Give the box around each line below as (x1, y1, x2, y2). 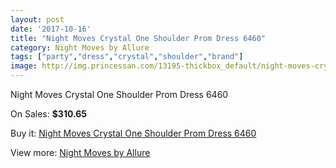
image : (10, 61, 38, 71)
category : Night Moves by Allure (10, 42, 150, 53)
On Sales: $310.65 (10, 108, 88, 120)
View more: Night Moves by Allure (10, 147, 151, 158)
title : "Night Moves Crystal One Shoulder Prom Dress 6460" (10, 33, 267, 43)
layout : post (10, 14, 65, 25)
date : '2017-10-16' (10, 24, 92, 34)
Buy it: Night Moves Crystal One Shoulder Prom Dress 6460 (10, 127, 257, 139)
